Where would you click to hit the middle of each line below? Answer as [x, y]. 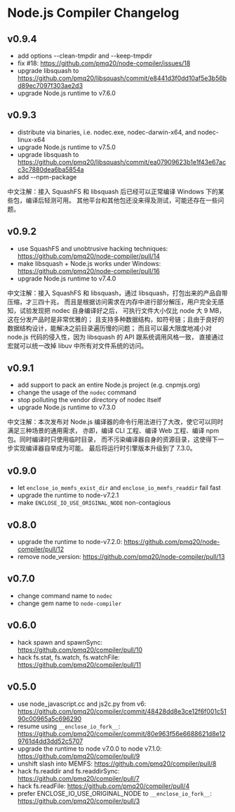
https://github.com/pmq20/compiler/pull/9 [79, 756]
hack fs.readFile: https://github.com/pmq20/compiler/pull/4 [103, 786]
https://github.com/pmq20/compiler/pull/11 [79, 664]
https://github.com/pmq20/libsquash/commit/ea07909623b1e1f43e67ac [122, 162]
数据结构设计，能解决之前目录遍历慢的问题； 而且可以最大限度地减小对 [109, 328]
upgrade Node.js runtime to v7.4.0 [67, 278]
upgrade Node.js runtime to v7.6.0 [66, 93]
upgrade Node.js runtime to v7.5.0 [66, 147]
